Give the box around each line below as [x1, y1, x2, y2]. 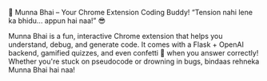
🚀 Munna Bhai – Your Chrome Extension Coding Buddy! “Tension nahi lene [8, 8, 253, 17]
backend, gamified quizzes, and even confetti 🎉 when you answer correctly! [8, 48, 259, 57]
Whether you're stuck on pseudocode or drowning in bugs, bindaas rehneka [8, 56, 260, 66]
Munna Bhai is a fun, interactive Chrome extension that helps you [8, 32, 223, 40]
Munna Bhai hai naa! [8, 65, 76, 75]
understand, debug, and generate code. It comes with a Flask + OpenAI [8, 40, 244, 49]
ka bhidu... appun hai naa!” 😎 [8, 16, 106, 25]
